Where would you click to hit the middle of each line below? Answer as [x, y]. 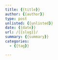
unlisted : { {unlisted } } [29, 23]
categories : [17, 41]
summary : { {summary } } [27, 37]
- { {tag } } [19, 46]
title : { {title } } [23, 10]
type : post [16, 19]
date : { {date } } [20, 28]
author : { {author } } [25, 14]
